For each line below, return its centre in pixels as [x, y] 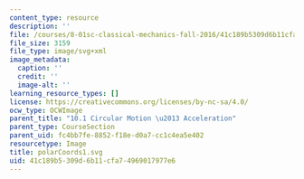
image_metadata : [40, 60]
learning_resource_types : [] [64, 93]
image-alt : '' [44, 85]
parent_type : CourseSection [62, 127]
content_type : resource [54, 18]
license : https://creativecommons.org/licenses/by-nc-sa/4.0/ [129, 102]
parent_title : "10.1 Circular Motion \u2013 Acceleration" [123, 118]
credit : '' [38, 77]
